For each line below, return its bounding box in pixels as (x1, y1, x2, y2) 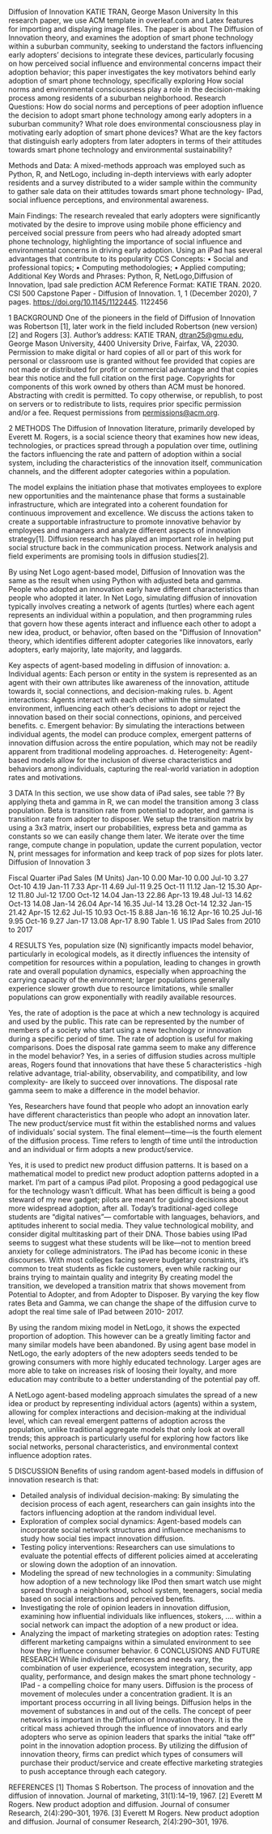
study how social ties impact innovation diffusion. (19, 1534, 185, 1543)
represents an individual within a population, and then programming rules (8, 611, 253, 619)
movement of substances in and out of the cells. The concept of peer (19, 1707, 252, 1715)
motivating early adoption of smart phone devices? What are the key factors (8, 127, 262, 137)
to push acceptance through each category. (19, 1767, 168, 1776)
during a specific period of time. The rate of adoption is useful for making (8, 1034, 253, 1043)
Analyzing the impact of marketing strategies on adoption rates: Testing (19, 1629, 260, 1638)
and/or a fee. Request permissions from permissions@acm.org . (8, 408, 220, 417)
